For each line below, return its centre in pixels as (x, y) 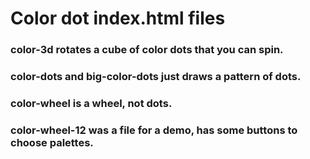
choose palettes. (52, 142)
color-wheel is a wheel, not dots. (91, 103)
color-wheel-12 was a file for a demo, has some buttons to (154, 130)
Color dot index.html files (118, 18)
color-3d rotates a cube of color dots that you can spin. (147, 50)
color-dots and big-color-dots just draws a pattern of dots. (156, 77)
